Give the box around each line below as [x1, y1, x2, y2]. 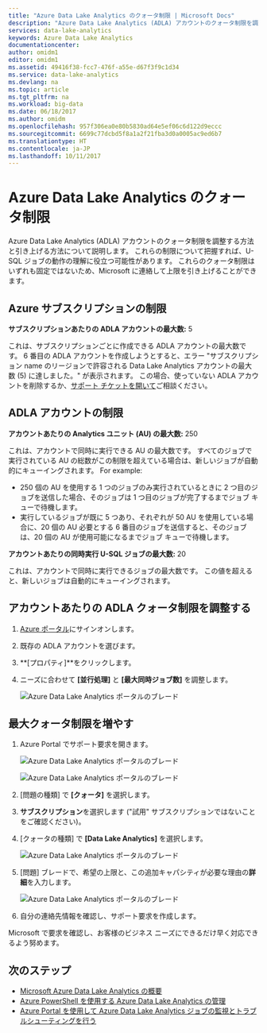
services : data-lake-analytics [8, 26, 112, 34]
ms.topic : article [8, 85, 69, 94]
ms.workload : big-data [8, 100, 83, 108]
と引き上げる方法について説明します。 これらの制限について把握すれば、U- [8, 246, 254, 256]
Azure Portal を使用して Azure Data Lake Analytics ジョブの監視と [19, 1006, 236, 1016]
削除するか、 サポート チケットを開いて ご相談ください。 [29, 381, 212, 390]
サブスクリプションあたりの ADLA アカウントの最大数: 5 [8, 324, 193, 334]
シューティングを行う [26, 1016, 97, 1026]
